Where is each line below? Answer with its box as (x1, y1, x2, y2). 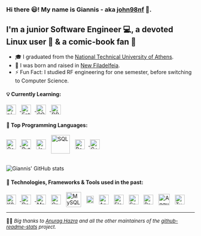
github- (161, 217, 178, 225)
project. (38, 223, 57, 231)
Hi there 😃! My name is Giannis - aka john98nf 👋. (6, 5, 152, 14)
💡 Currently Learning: (6, 91, 62, 98)
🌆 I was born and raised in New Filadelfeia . (14, 62, 120, 69)
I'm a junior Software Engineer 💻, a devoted (6, 24, 173, 35)
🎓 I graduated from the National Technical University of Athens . (14, 53, 174, 60)
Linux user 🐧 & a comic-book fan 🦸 (6, 37, 136, 47)
